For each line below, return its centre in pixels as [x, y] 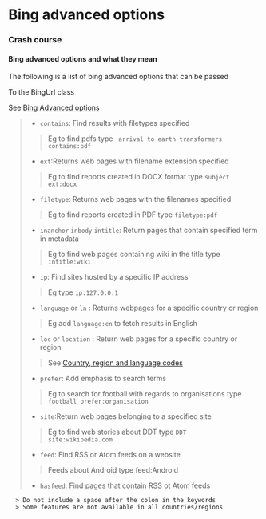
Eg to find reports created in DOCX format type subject [139, 177]
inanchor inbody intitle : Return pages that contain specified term [149, 231]
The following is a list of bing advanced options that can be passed [119, 77]
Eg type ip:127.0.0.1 [83, 292]
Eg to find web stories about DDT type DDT [117, 432]
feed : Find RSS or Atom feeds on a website [110, 455]
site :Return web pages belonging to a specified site [125, 416]
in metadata [60, 239]
